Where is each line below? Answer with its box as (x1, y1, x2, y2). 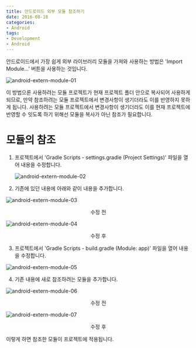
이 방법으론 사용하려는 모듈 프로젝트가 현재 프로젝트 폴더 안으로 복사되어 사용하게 (6, 89, 191, 96)
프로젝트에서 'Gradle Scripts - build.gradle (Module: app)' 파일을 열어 (14, 245, 178, 252)
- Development (6, 36, 41, 41)
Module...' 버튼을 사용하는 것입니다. (6, 65, 88, 72)
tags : (6, 30, 19, 36)
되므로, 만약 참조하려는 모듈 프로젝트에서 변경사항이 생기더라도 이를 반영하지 (6, 96, 180, 103)
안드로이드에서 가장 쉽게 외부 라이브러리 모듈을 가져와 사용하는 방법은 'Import (6, 58, 183, 65)
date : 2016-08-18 (6, 14, 49, 20)
